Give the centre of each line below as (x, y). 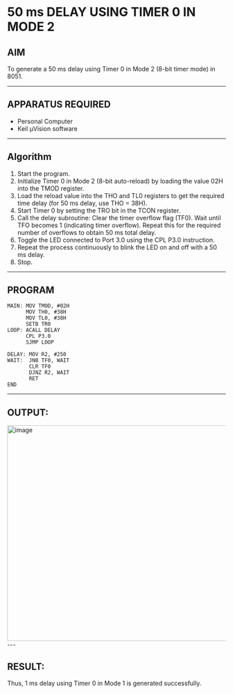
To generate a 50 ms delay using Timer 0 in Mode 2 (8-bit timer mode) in (111, 69)
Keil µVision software (47, 128)
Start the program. (44, 173)
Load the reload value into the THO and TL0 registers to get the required (121, 195)
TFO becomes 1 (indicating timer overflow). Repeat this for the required (119, 225)
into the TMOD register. (51, 188)
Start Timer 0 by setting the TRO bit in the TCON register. (99, 210)
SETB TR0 (38, 324)
